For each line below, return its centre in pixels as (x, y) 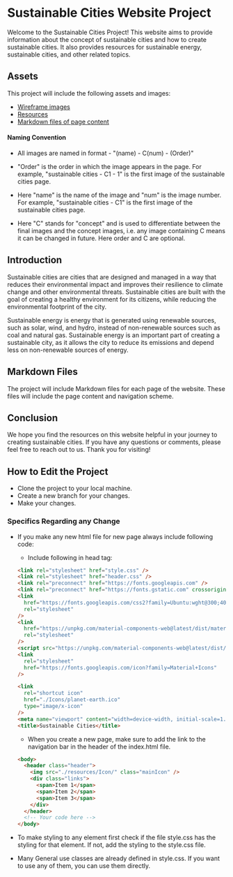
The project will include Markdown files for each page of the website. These (116, 388)
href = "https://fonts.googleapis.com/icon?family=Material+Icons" (120, 668)
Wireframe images (44, 107)
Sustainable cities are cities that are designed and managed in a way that (112, 277)
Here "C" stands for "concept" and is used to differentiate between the (119, 223)
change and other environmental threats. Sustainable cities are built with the (116, 292)
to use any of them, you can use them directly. (84, 866)
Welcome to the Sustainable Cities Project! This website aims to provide (110, 32)
